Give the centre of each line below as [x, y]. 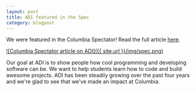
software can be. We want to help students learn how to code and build [94, 69]
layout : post [22, 12]
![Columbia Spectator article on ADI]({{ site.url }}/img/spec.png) [85, 51]
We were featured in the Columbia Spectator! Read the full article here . [93, 40]
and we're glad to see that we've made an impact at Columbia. [83, 81]
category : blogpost [30, 23]
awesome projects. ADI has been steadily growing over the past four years [98, 76]
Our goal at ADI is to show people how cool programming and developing [97, 62]
